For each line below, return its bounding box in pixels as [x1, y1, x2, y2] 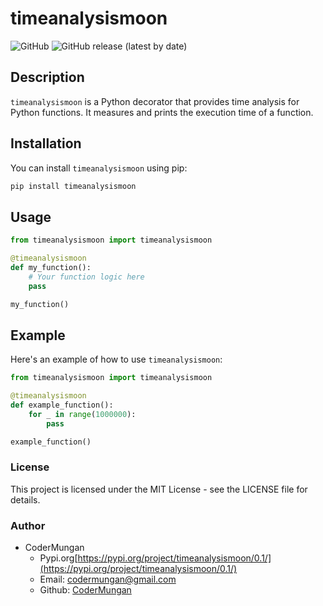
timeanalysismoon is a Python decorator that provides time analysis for [10, 95, 300, 107]
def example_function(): [10, 400, 114, 411]
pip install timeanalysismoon [10, 181, 137, 191]
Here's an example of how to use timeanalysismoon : [10, 353, 223, 366]
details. [10, 493, 41, 506]
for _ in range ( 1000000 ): [28, 409, 137, 419]
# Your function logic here [28, 272, 145, 282]
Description [10, 69, 85, 86]
